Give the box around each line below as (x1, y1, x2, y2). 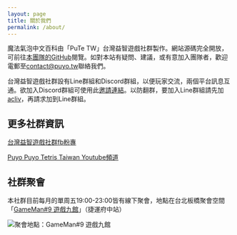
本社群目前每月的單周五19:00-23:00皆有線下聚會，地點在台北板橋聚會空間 (7, 197, 225, 204)
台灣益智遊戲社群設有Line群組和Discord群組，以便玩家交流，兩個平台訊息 (7, 77, 224, 85)
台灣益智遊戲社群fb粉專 (7, 138, 76, 147)
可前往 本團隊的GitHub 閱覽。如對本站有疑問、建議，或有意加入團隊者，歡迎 (7, 53, 228, 61)
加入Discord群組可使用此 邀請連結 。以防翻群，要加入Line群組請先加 (26, 86, 224, 95)
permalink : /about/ (7, 23, 66, 31)
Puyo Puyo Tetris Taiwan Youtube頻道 (7, 153, 119, 162)
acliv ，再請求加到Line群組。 (7, 95, 91, 103)
